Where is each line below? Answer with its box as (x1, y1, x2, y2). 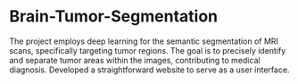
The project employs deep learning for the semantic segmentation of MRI (9, 36, 279, 46)
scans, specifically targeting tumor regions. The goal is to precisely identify (9, 45, 286, 55)
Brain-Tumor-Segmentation (9, 6, 219, 27)
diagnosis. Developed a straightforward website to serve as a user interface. (9, 64, 290, 75)
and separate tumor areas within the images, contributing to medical (9, 55, 261, 65)
